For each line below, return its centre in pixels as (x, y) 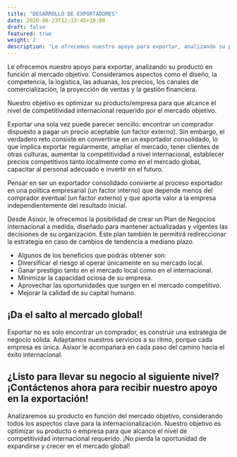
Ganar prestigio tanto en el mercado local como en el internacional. (115, 270)
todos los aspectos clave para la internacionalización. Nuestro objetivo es (114, 423)
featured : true (30, 34)
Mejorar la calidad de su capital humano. (77, 293)
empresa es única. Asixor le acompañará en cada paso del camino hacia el (116, 347)
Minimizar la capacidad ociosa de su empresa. (85, 278)
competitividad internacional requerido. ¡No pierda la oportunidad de (107, 438)
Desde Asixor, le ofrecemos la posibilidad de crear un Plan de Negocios (111, 219)
